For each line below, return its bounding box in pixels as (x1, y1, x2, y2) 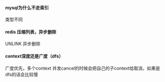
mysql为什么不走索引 (5, 4, 49, 10)
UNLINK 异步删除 (5, 41, 41, 47)
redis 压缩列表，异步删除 (5, 29, 56, 35)
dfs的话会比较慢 (5, 71, 38, 77)
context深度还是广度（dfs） (5, 53, 64, 59)
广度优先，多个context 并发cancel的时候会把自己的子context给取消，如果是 (5, 65, 161, 71)
